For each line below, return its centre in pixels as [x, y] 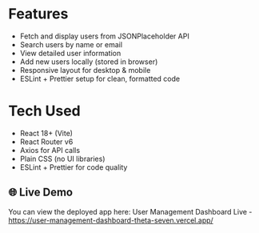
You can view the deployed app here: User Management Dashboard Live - [130, 211]
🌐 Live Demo [41, 193]
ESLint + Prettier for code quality [74, 167]
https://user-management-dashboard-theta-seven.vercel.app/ [111, 220]
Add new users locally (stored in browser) [89, 62]
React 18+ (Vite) [46, 133]
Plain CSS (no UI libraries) [62, 159]
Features [38, 14]
